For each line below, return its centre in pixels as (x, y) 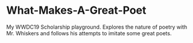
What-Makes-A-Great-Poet (76, 10)
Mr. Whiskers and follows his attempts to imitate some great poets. (89, 33)
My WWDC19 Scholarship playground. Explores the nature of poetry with (97, 27)
